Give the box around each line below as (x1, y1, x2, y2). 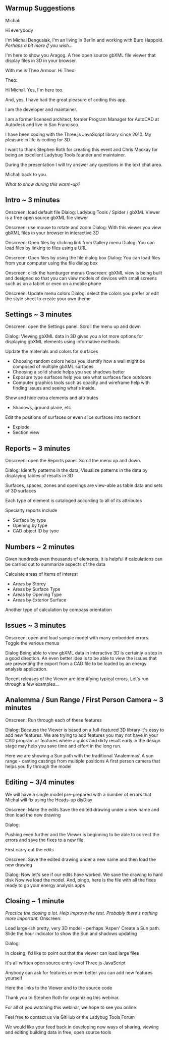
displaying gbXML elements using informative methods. (5, 339, 121, 345)
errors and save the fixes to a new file (5, 837, 84, 843)
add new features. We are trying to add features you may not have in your (5, 732, 159, 738)
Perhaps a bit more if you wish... (5, 42, 73, 48)
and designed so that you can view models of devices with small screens (5, 275, 157, 281)
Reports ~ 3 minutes (5, 444, 71, 453)
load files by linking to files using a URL (5, 245, 87, 251)
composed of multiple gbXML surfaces (12, 363, 94, 370)
